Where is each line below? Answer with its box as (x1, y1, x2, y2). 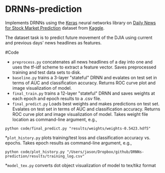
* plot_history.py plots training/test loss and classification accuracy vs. (5, 135, 151, 140)
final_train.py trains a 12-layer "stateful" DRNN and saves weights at (12, 90, 155, 96)
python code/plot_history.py (5, 149, 65, 154)
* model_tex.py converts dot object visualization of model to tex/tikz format (5, 162, 156, 168)
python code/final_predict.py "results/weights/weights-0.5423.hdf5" (5, 126, 151, 131)
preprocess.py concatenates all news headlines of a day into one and (12, 59, 153, 65)
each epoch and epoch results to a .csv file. (12, 95, 101, 102)
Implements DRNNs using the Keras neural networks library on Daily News (5, 20, 156, 26)
